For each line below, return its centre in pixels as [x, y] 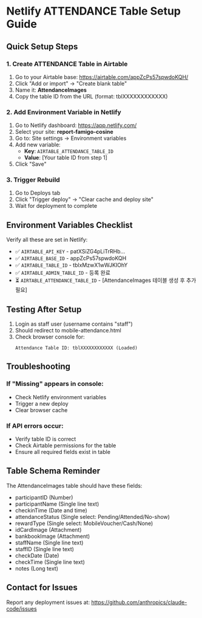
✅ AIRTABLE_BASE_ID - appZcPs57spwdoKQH [71, 258]
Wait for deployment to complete [56, 206]
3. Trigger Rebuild [33, 180]
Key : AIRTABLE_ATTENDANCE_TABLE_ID [69, 151]
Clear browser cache [41, 410]
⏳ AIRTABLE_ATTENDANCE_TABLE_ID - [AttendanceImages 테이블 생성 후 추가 [106, 280]
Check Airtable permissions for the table [66, 445]
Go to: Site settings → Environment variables [71, 139]
